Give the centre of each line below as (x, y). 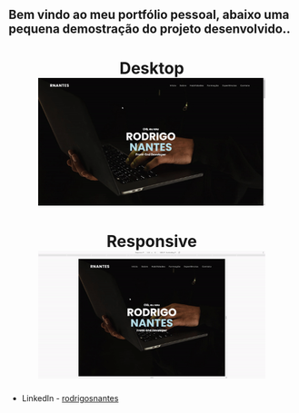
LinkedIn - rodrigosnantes (70, 398)
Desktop (152, 68)
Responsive (152, 242)
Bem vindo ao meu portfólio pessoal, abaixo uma (149, 15)
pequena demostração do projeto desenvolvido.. (150, 29)
